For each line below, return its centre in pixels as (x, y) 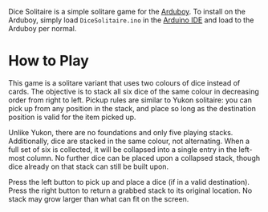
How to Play (49, 61)
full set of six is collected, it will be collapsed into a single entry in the (123, 149)
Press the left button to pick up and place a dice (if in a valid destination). (129, 182)
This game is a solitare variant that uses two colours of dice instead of (124, 82)
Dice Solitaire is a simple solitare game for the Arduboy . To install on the (127, 12)
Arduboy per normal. (43, 28)
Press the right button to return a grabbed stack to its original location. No (130, 190)
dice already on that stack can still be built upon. (89, 166)
